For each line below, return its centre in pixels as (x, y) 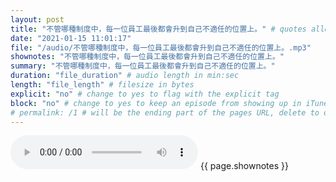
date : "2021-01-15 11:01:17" (71, 38)
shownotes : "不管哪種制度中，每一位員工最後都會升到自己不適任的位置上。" (147, 57)
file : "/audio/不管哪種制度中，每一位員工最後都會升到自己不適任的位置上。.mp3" (161, 47)
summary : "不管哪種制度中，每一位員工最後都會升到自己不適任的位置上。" (143, 66)
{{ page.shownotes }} (244, 166)
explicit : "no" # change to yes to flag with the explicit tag (145, 94)
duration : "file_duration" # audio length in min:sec (125, 76)
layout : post (37, 19)
